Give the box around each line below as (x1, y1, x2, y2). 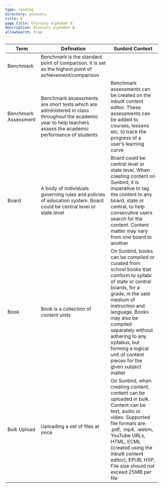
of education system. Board (41, 197, 104, 204)
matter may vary (111, 227, 148, 234)
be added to (111, 116, 138, 123)
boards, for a (111, 284, 140, 291)
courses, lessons (111, 122, 149, 129)
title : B (5, 16, 23, 21)
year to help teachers (41, 119, 90, 126)
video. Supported (111, 414, 150, 420)
